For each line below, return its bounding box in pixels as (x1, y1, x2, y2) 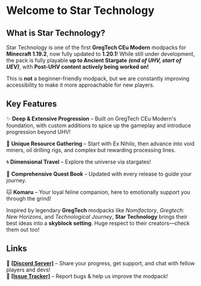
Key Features (6, 99, 57, 109)
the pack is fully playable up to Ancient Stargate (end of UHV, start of (6, 57, 182, 64)
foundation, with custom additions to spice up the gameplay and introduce (6, 122, 191, 129)
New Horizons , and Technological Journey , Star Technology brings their (6, 213, 188, 220)
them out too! (6, 225, 40, 233)
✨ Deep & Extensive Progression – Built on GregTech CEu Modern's (6, 115, 177, 122)
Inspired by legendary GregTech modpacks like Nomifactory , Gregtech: (6, 207, 185, 214)
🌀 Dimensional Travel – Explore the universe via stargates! (6, 158, 151, 165)
